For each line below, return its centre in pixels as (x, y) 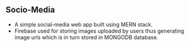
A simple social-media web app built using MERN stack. (83, 24)
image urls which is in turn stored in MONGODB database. (86, 37)
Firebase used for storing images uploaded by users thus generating (99, 31)
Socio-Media (30, 10)
